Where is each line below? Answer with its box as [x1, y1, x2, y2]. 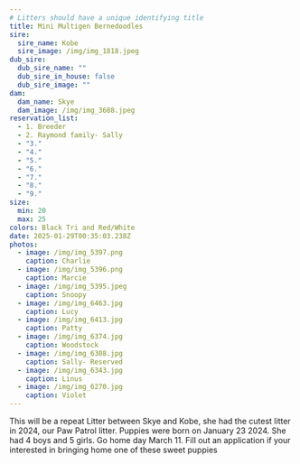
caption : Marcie [25, 274, 88, 283]
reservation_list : [9, 114, 79, 123]
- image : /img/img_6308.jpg [17, 348, 124, 357]
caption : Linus [25, 374, 83, 384]
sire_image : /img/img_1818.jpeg [17, 47, 140, 56]
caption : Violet [25, 391, 88, 400]
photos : [9, 240, 39, 249]
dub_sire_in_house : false [17, 72, 116, 81]
